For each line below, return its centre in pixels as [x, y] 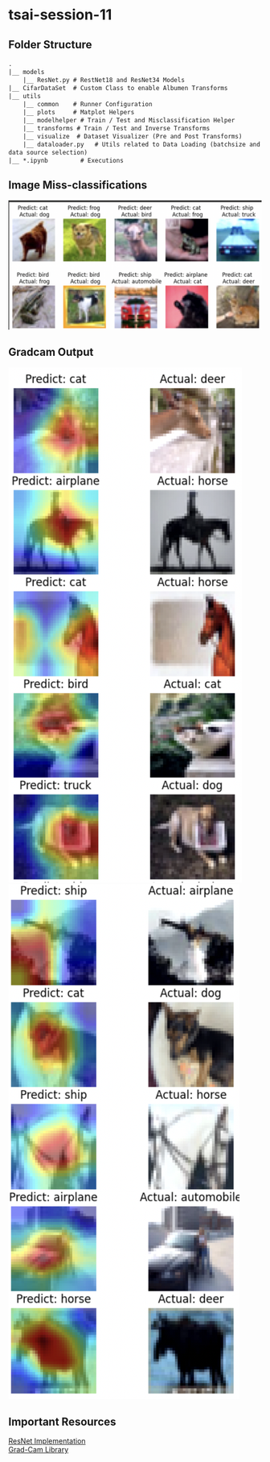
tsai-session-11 [60, 15]
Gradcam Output [51, 352]
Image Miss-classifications [78, 186]
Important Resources [62, 1421]
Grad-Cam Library [39, 1450]
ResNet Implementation [47, 1441]
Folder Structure [50, 45]
